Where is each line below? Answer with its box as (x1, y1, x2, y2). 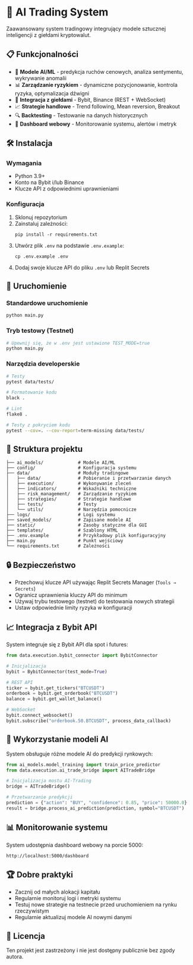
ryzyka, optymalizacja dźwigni (14, 89, 90, 97)
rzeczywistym (14, 907, 49, 914)
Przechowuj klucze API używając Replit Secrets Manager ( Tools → (14, 579, 176, 586)
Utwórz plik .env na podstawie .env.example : (14, 242, 125, 249)
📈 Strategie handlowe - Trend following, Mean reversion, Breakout (14, 102, 180, 110)
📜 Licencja (6, 931, 46, 941)
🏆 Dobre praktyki (6, 869, 73, 880)
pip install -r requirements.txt (14, 232, 98, 238)
